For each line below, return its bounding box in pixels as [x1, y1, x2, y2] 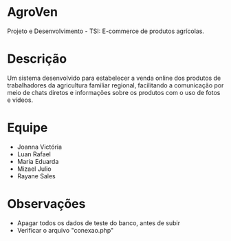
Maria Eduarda [16, 157, 59, 165]
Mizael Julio [16, 165, 52, 173]
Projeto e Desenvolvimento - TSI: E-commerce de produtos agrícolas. [7, 27, 205, 35]
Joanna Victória [16, 143, 63, 151]
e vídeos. [7, 96, 33, 104]
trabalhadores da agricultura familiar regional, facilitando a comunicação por [7, 81, 224, 90]
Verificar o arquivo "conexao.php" [16, 226, 114, 234]
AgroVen [7, 4, 58, 20]
